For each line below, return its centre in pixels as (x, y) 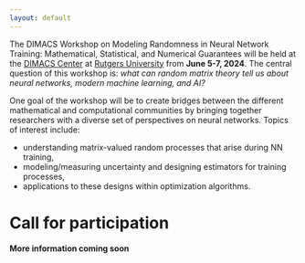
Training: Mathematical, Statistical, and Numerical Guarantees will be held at (153, 53)
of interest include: (45, 130)
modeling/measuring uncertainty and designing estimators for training (154, 166)
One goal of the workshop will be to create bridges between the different (147, 100)
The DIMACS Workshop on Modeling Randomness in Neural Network (139, 44)
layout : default (40, 18)
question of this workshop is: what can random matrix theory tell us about (149, 73)
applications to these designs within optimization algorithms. (137, 186)
